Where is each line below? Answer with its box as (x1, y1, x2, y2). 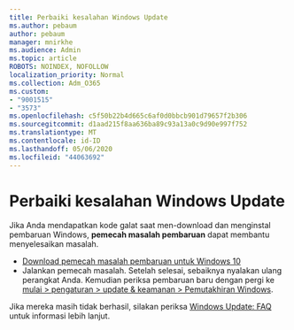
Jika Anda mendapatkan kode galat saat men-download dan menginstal (9, 220, 272, 231)
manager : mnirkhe (9, 37, 73, 47)
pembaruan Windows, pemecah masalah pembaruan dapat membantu (9, 229, 270, 240)
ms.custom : (9, 87, 50, 96)
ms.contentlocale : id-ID (9, 136, 101, 145)
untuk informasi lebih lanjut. (9, 311, 111, 321)
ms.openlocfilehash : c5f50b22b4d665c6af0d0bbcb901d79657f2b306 (9, 111, 248, 120)
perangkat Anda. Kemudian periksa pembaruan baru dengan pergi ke (21, 275, 275, 286)
